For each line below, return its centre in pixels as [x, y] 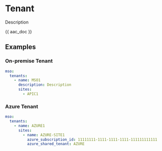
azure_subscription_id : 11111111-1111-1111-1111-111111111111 [92, 139]
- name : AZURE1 [30, 126]
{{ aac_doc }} [18, 31]
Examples [20, 47]
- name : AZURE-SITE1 [44, 135]
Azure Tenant [22, 106]
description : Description [45, 85]
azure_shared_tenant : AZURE [56, 144]
